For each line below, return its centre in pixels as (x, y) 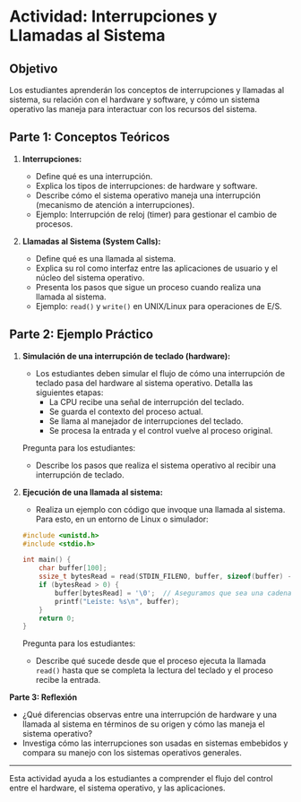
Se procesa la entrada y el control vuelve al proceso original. (161, 430)
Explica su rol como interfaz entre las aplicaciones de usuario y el (156, 268)
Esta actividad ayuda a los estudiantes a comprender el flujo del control (141, 779)
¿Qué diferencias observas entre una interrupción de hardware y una (150, 715)
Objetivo (34, 69)
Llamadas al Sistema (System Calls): (91, 241)
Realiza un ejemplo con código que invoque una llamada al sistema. (160, 509)
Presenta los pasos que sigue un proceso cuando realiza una (148, 287)
